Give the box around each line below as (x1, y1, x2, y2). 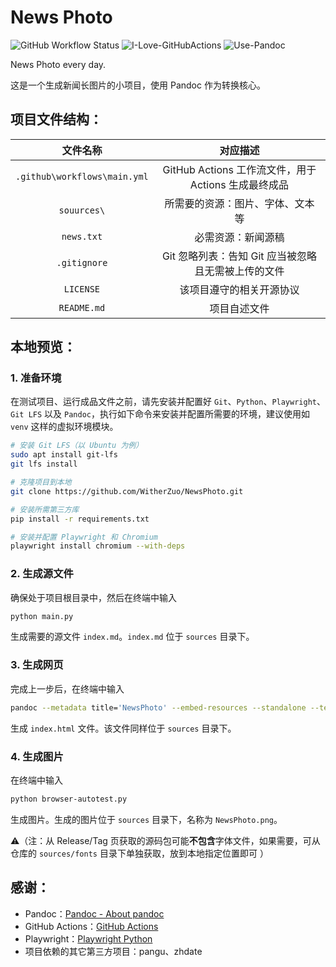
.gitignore (56, 257, 108, 268)
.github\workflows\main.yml (15, 171, 149, 182)
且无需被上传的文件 (194, 264, 285, 278)
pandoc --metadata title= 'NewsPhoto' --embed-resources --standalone (10, 702, 307, 713)
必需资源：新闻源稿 (194, 230, 285, 244)
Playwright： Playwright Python (24, 932, 153, 945)
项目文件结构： (10, 111, 103, 128)
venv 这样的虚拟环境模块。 (10, 421, 119, 433)
